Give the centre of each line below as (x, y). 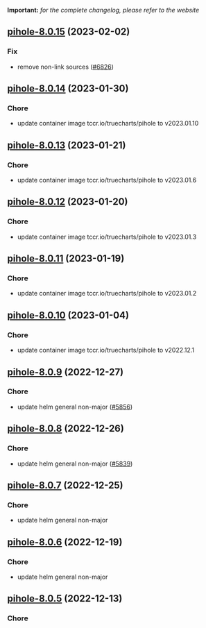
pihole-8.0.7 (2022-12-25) (65, 485)
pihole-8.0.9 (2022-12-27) (66, 372)
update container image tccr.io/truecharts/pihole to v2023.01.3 (107, 237)
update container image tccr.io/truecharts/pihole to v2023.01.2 (107, 294)
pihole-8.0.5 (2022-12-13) (65, 599)
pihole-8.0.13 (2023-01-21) (67, 145)
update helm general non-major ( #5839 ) (75, 464)
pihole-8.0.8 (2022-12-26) (66, 428)
